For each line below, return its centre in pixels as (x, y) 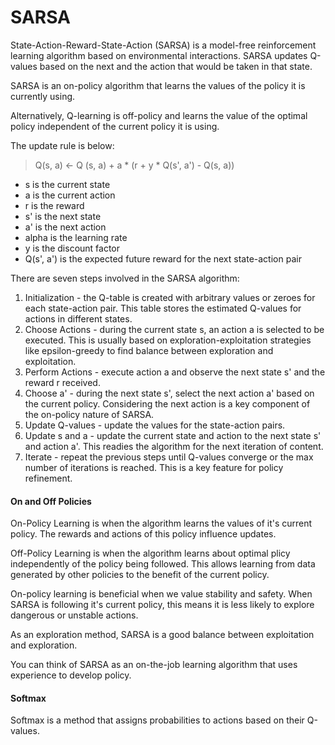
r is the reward (54, 205)
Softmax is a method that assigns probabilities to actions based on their (157, 720)
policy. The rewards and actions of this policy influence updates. (143, 534)
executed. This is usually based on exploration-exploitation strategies (168, 340)
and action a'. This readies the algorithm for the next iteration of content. (174, 446)
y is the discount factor (72, 248)
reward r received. (62, 382)
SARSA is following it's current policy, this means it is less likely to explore (162, 605)
